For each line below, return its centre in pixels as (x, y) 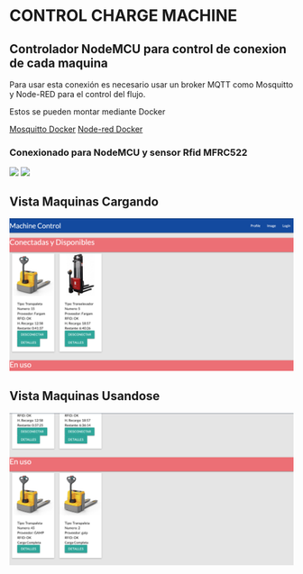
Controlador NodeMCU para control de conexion (148, 49)
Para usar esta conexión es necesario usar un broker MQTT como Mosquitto (151, 85)
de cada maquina (59, 63)
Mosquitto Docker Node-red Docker (76, 129)
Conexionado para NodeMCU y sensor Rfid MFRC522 (129, 152)
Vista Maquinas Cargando (84, 201)
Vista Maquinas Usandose (85, 396)
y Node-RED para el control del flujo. (78, 94)
